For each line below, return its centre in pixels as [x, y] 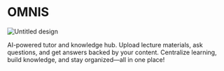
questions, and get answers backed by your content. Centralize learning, [112, 52]
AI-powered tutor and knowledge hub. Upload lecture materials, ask [105, 45]
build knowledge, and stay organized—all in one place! [86, 59]
